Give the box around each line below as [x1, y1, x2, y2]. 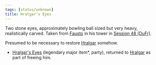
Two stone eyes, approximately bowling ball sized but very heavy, [5, 25, 138, 31]
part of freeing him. [12, 54, 52, 60]
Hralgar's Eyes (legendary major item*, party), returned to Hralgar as [12, 49, 151, 55]
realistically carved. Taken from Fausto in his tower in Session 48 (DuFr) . [5, 30, 152, 36]
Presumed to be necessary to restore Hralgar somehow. [5, 40, 118, 45]
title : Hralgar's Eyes [5, 12, 52, 17]
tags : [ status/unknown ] [5, 7, 54, 12]
